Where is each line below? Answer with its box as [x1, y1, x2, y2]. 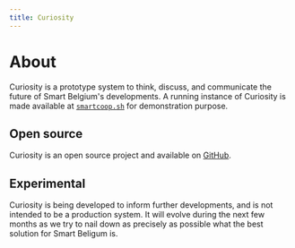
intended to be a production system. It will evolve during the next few [9, 210, 265, 220]
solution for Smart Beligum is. [9, 228, 118, 239]
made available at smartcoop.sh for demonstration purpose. [9, 100, 229, 111]
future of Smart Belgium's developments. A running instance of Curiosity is [9, 90, 287, 101]
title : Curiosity [9, 13, 74, 22]
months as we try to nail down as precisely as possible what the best [9, 218, 264, 229]
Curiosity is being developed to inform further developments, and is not [9, 200, 273, 210]
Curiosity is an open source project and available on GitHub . [9, 150, 231, 161]
